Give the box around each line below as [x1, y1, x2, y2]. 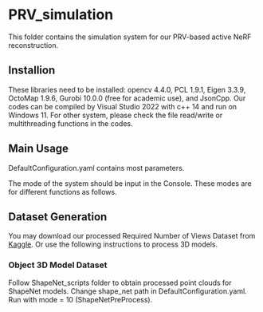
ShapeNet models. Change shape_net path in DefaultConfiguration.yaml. [8, 286, 247, 296]
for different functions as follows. [8, 187, 117, 196]
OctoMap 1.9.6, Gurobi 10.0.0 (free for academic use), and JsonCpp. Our [8, 93, 246, 103]
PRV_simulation [8, 6, 114, 24]
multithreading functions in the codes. [8, 118, 133, 128]
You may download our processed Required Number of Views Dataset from [8, 231, 256, 241]
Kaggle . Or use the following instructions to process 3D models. [8, 239, 218, 249]
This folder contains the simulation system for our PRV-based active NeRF [8, 32, 252, 41]
